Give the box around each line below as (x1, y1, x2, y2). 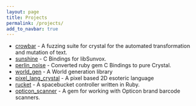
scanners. (15, 94, 41, 101)
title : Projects (6, 15, 47, 21)
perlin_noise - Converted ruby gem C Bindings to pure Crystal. (15, 62, 172, 69)
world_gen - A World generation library (15, 68, 113, 76)
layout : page (6, 8, 39, 15)
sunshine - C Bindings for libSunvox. (15, 55, 107, 62)
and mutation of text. (15, 49, 68, 56)
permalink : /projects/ (6, 20, 64, 26)
